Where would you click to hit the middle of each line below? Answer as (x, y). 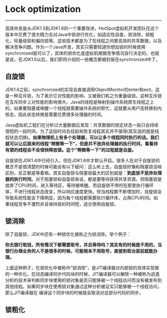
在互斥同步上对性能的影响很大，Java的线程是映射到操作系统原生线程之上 (80, 102)
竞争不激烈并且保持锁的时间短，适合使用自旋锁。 (68, 204)
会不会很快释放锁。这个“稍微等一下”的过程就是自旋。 (82, 150)
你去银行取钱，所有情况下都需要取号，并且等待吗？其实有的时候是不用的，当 (83, 244)
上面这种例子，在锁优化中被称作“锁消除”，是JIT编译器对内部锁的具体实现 (80, 268)
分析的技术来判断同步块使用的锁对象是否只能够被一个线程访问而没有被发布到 (83, 280)
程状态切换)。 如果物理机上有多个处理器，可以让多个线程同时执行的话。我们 (82, 137)
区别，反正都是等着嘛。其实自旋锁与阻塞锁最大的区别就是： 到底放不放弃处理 (83, 173)
